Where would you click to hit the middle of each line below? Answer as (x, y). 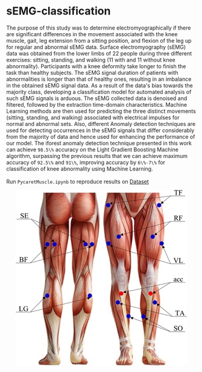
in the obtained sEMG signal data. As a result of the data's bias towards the (99, 85)
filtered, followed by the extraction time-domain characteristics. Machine (97, 104)
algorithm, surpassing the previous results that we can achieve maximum (97, 156)
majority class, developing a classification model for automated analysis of (99, 92)
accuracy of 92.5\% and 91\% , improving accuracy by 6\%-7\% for (86, 162)
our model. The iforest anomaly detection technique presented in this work (99, 143)
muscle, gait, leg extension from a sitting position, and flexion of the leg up (99, 40)
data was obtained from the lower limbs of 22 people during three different (99, 53)
